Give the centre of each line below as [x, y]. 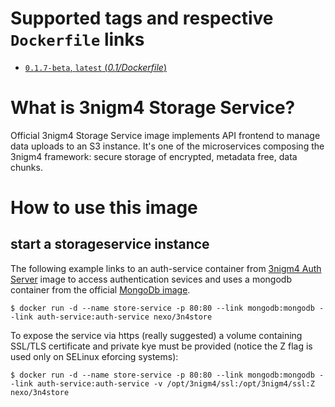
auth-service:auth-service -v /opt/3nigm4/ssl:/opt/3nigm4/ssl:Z [175, 383]
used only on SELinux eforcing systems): [94, 356]
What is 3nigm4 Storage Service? [153, 108]
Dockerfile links [77, 39]
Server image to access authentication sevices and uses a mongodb [151, 279]
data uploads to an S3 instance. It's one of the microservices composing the [167, 146]
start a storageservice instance [110, 244]
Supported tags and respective [142, 18]
